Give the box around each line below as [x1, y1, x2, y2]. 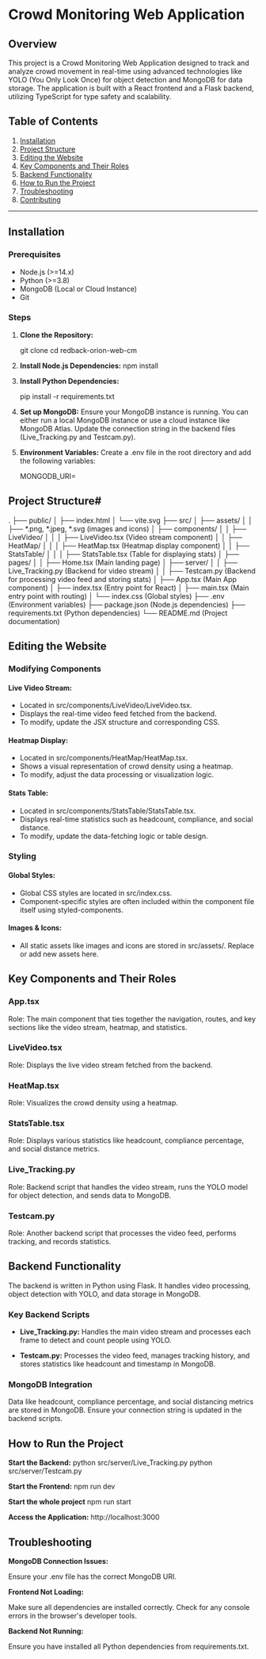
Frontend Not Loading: [8, 1588, 85, 1597]
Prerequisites [8, 249, 61, 260]
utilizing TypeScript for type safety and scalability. [8, 92, 172, 101]
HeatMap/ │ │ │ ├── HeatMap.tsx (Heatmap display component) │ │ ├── [8, 541, 250, 550]
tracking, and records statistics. [8, 1237, 112, 1247]
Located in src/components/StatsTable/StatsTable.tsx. [19, 806, 196, 815]
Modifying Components [8, 663, 101, 674]
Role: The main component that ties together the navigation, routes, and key [8, 1013, 256, 1024]
